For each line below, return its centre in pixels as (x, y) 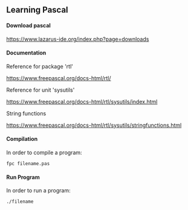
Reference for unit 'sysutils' (41, 90)
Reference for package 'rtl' (40, 66)
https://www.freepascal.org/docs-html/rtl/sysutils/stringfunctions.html (94, 125)
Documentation (26, 53)
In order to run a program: (38, 191)
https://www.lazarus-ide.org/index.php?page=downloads (78, 39)
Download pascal (29, 25)
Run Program (23, 177)
